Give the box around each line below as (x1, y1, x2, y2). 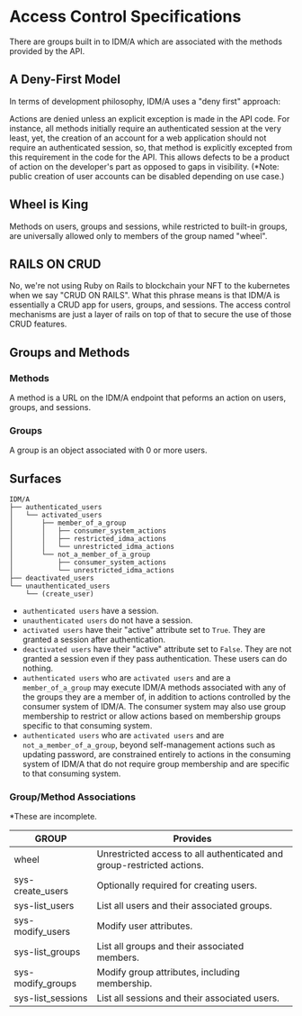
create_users (13, 885, 69, 898)
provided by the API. (9, 45, 85, 56)
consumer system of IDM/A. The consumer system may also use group (22, 701, 286, 712)
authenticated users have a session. (22, 606, 159, 617)
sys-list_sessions (13, 992, 88, 1004)
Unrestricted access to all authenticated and (96, 847, 284, 860)
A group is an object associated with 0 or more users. (9, 444, 208, 456)
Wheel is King (9, 197, 89, 213)
